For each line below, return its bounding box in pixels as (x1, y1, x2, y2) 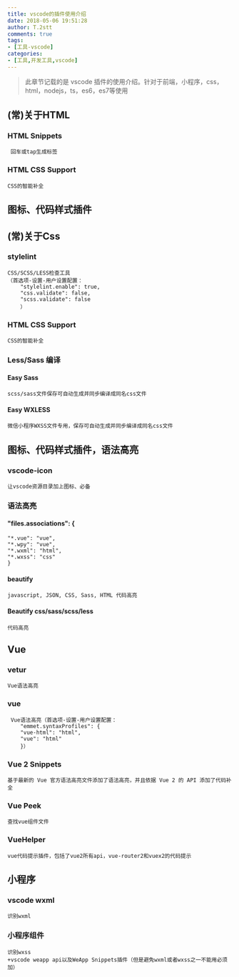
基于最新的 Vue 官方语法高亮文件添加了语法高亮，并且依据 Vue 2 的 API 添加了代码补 (7, 777, 232, 784)
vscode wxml (7, 895, 55, 905)
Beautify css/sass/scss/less (7, 607, 94, 615)
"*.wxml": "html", (7, 547, 62, 555)
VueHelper (7, 835, 46, 845)
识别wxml (7, 913, 31, 920)
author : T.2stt (7, 24, 53, 31)
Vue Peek (7, 800, 41, 810)
